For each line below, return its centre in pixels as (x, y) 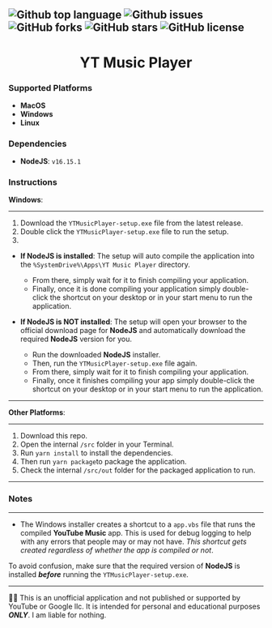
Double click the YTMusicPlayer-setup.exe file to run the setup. (124, 232)
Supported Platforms (51, 88)
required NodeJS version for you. (76, 339)
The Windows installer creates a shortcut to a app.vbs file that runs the (138, 524)
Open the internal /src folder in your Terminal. (97, 444)
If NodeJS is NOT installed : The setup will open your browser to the (134, 322)
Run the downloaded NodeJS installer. (96, 355)
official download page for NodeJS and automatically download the (133, 331)
